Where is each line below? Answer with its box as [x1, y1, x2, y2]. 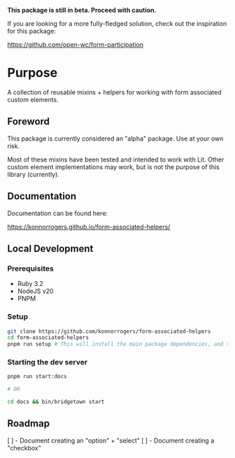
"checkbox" [7, 443, 42, 452]
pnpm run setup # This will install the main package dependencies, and [7, 341, 224, 348]
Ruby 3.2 [17, 280, 44, 288]
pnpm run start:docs [7, 373, 68, 380]
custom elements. [7, 95, 59, 103]
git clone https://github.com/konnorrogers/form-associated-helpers [7, 328, 211, 335]
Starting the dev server [7, 357, 88, 367]
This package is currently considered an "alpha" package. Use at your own [7, 134, 224, 143]
